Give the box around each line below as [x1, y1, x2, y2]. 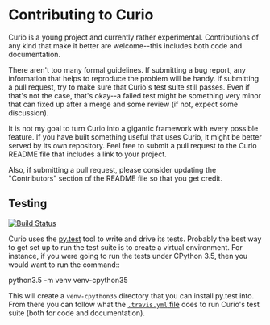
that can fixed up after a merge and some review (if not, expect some [8, 99, 239, 109]
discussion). [8, 107, 49, 118]
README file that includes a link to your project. [8, 149, 167, 159]
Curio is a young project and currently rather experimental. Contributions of [8, 32, 260, 42]
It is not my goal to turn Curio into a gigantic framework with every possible [8, 123, 259, 133]
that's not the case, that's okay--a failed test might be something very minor [8, 90, 262, 100]
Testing [8, 197, 48, 210]
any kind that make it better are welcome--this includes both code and [8, 40, 243, 50]
